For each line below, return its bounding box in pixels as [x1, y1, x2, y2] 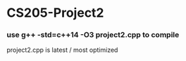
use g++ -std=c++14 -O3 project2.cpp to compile [6, 30, 180, 40]
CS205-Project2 [6, 5, 104, 21]
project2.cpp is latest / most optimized [6, 46, 118, 54]
